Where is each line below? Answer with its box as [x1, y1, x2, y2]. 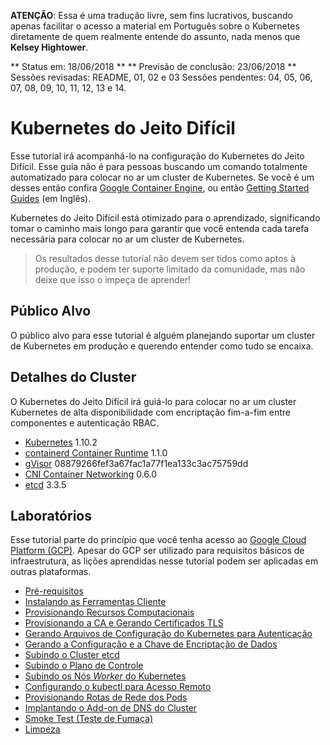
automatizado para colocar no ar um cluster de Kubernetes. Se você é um [10, 171, 315, 183]
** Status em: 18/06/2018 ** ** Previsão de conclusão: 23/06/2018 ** [10, 61, 297, 72]
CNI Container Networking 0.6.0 [24, 468, 158, 480]
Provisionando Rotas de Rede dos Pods [24, 691, 188, 704]
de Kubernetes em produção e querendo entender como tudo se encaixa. [10, 340, 314, 352]
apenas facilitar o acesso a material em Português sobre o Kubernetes [10, 20, 300, 32]
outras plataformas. [10, 566, 92, 578]
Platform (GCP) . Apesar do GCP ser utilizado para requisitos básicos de [10, 545, 305, 557]
